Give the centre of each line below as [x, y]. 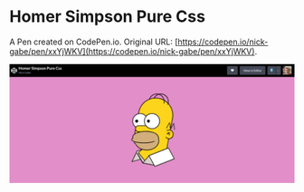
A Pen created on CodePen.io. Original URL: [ [94, 42]
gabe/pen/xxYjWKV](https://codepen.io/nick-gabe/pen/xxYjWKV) [132, 51]
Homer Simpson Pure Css [108, 17]
